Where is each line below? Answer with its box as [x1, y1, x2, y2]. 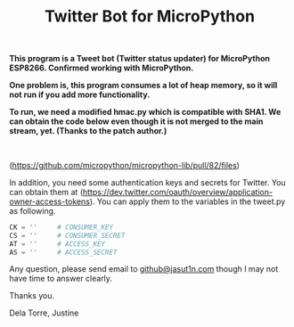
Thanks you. [9, 290, 55, 301]
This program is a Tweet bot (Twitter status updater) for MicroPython [9, 53, 270, 63]
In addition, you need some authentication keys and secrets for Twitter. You [9, 176, 287, 188]
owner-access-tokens [9, 196, 91, 207]
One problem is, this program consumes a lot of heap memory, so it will [9, 79, 278, 90]
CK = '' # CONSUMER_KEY [9, 223, 114, 232]
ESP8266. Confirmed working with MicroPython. [9, 62, 194, 73]
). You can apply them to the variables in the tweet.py [89, 196, 286, 207]
